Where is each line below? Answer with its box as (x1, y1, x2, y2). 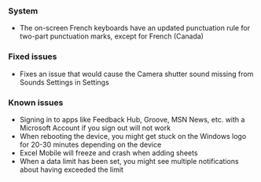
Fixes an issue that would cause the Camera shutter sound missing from (19, 69, 254, 78)
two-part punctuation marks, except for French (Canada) (19, 31, 204, 41)
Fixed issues (8, 51, 57, 62)
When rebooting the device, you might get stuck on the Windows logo (19, 131, 247, 140)
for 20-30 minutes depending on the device (19, 140, 162, 149)
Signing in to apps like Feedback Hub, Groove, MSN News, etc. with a (19, 115, 245, 124)
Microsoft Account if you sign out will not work (19, 123, 171, 133)
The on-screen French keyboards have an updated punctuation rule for (19, 24, 250, 33)
